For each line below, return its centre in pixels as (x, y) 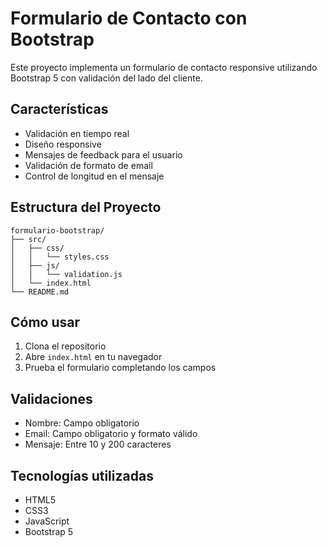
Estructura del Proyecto (86, 207)
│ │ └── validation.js (66, 274)
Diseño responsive (63, 144)
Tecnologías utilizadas (82, 475)
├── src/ (28, 239)
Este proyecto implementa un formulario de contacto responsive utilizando (164, 67)
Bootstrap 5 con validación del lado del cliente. (106, 78)
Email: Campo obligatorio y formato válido (111, 434)
